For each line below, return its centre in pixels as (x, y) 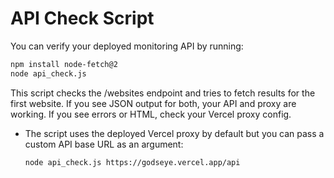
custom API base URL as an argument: (104, 144)
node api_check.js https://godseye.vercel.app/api (132, 162)
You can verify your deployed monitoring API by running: (127, 46)
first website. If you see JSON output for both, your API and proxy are (153, 103)
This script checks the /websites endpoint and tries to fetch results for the (163, 93)
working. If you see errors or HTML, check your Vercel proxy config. (151, 114)
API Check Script (82, 18)
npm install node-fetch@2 (64, 64)
